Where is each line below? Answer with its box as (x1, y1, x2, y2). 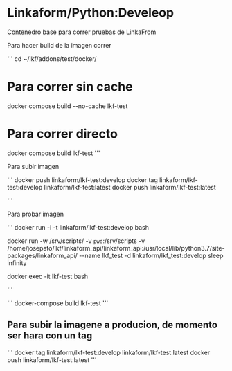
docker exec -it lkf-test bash (7, 272, 89, 280)
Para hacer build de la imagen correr (7, 41, 112, 49)
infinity (7, 258, 27, 267)
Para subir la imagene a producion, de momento (7, 319, 218, 331)
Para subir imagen (7, 162, 60, 170)
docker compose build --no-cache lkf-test (7, 102, 128, 110)
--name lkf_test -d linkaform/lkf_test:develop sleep (79, 251, 224, 260)
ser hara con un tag (7, 330, 93, 342)
